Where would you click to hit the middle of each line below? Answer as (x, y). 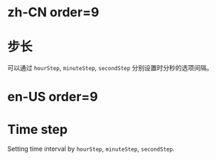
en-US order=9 (53, 97)
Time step (38, 129)
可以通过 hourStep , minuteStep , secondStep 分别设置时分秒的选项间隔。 (110, 68)
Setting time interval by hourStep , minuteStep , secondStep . (91, 149)
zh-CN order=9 (53, 12)
